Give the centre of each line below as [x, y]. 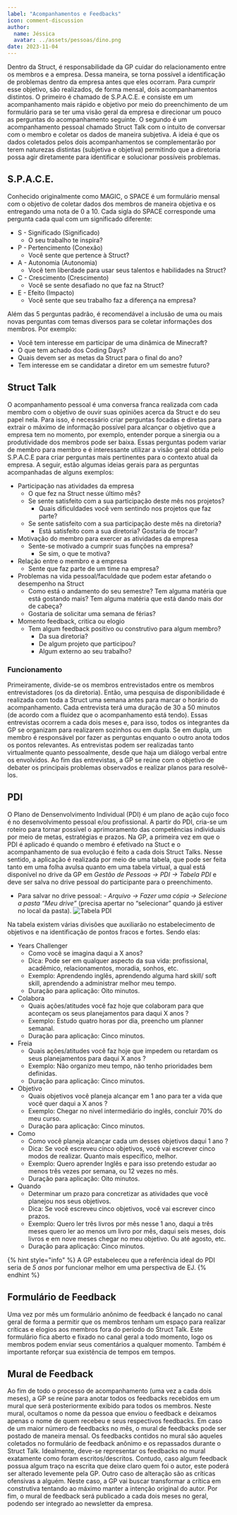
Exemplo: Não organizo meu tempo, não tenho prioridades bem [120, 1066]
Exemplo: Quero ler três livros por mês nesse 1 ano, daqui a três [121, 1224]
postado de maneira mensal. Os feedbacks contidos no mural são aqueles [115, 1436]
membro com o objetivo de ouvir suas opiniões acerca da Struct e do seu [114, 412]
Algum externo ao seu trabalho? [85, 651]
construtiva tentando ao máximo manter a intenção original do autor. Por [113, 1489]
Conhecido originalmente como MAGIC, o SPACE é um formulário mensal [114, 196]
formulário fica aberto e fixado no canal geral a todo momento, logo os [110, 1337]
